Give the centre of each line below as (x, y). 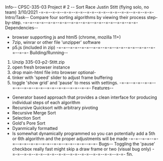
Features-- (103, 88)
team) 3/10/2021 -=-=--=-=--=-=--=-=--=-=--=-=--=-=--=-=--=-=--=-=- (80, 12)
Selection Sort (26, 118)
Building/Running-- (49, 53)
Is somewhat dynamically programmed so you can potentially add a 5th (84, 134)
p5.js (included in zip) (34, 47)
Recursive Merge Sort (34, 113)
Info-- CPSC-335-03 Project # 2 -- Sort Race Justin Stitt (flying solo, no (77, 7)
